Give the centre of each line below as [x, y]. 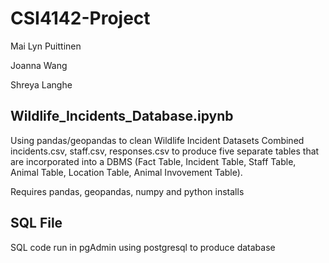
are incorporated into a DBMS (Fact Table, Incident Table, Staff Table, [153, 161]
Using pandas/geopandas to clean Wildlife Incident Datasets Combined [157, 140]
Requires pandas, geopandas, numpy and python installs [127, 191]
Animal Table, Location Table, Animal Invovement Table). [126, 172]
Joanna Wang [39, 65]
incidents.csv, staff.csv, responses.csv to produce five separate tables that [165, 151]
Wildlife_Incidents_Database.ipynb [122, 116]
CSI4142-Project [80, 18]
